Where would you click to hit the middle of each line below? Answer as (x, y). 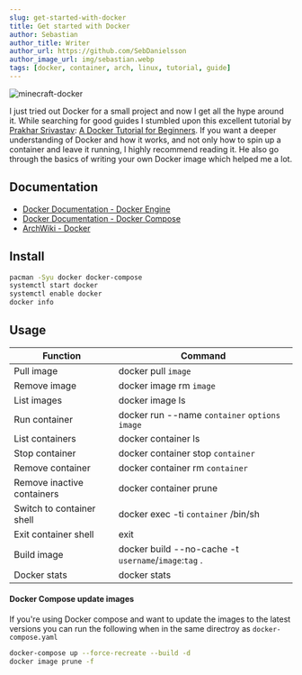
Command (204, 355)
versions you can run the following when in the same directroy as (130, 629)
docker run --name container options (200, 415)
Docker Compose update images (72, 599)
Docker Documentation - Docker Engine (96, 209)
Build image (39, 554)
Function (62, 355)
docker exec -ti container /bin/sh (189, 514)
